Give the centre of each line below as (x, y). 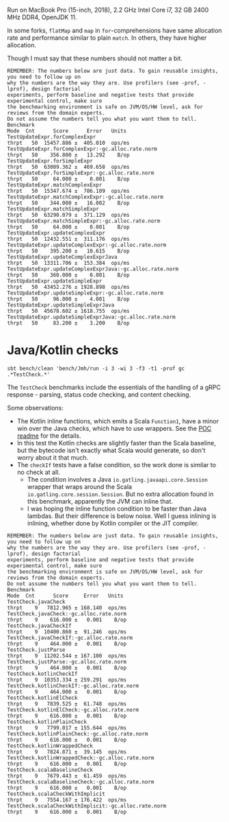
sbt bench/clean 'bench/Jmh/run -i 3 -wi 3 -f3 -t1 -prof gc (96, 368)
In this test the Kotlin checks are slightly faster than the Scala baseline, (117, 443)
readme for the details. (49, 436)
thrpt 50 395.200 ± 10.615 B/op (68, 251)
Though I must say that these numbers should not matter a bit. (95, 58)
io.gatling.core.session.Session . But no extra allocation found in (120, 494)
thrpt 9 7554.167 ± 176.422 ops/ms (67, 800)
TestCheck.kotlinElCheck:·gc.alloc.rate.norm (73, 709)
